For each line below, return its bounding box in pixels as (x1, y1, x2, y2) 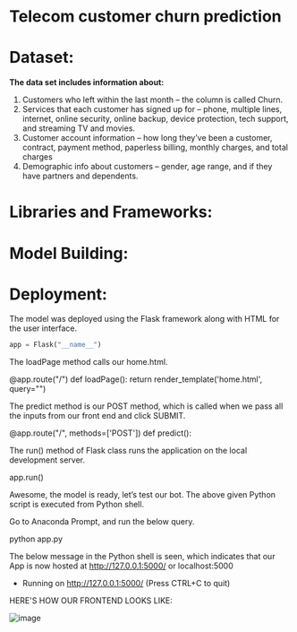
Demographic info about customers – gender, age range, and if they (21, 161, 273, 172)
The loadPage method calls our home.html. (9, 357, 168, 368)
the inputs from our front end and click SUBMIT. (9, 411, 186, 421)
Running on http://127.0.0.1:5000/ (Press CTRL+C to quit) (21, 578, 231, 589)
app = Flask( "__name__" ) (9, 341, 102, 350)
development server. (9, 455, 86, 465)
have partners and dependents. (21, 170, 139, 181)
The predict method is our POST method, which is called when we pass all (9, 401, 284, 411)
